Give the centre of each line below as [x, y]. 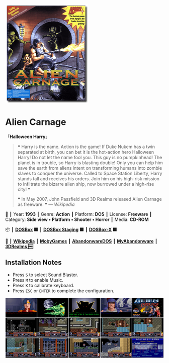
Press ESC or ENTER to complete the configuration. [63, 291]
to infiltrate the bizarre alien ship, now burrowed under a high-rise [86, 184]
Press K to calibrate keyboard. [43, 285]
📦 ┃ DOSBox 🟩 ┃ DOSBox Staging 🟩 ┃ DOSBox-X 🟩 [61, 229]
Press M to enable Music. [38, 280]
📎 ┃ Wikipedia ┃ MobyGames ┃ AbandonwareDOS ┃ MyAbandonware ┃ [81, 241]
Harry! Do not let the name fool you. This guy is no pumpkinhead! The [90, 157]
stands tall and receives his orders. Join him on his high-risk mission [89, 178]
